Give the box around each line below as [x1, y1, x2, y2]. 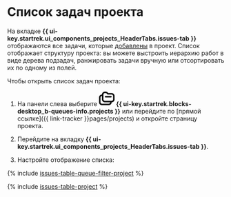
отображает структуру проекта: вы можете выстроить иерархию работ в [7, 49, 224, 57]
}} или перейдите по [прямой [114, 107, 201, 115]
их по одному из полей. [7, 63, 77, 72]
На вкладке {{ [7, 27, 48, 35]
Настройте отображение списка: [17, 156, 115, 164]
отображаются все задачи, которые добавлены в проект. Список [7, 41, 200, 50]
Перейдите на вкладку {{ [17, 135, 92, 143]
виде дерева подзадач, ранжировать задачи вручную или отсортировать [7, 56, 225, 64]
